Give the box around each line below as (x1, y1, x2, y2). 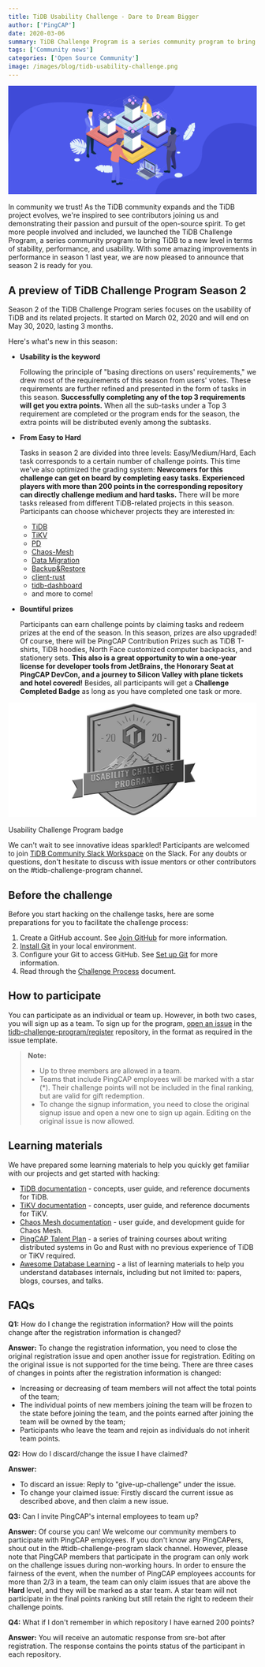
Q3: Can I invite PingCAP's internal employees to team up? (8, 1512, 199, 1521)
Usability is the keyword (19, 352, 101, 362)
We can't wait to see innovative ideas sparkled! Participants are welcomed (8, 841, 250, 850)
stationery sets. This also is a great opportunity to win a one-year (19, 653, 237, 662)
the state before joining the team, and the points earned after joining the (19, 1408, 254, 1419)
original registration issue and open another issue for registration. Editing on (8, 1352, 256, 1361)
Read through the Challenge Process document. (19, 967, 176, 976)
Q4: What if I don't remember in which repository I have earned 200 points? (8, 1617, 255, 1628)
